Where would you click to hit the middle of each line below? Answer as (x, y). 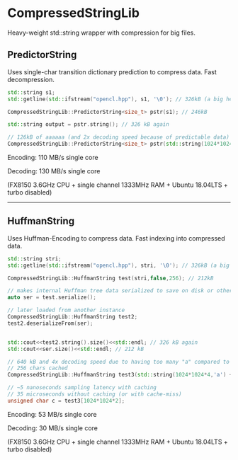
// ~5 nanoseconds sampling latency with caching (82, 388)
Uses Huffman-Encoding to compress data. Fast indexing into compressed (116, 238)
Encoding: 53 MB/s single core (52, 414)
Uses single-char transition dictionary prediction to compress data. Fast (112, 71)
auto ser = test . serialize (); (52, 298)
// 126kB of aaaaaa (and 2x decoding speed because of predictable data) (119, 137)
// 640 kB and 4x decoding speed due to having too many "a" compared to (119, 362)
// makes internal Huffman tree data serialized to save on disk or (110, 291)
